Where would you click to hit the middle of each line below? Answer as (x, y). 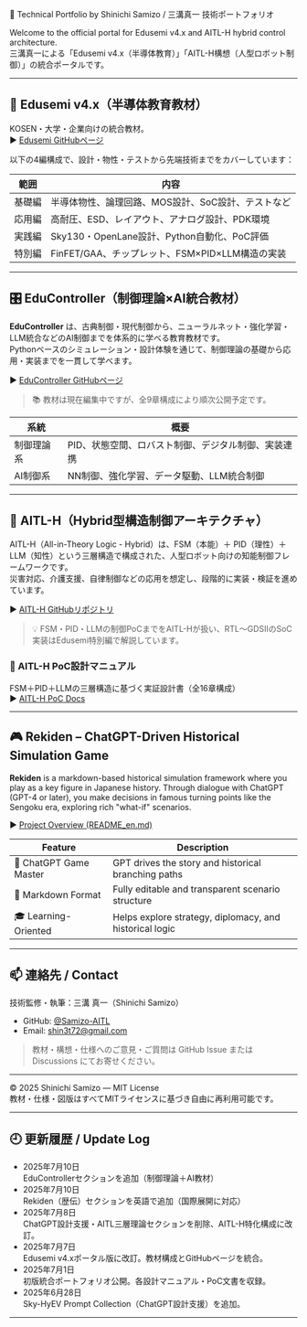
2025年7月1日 (48, 1269)
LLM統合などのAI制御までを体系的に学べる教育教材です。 (117, 337)
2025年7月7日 (49, 1247)
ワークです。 (49, 567)
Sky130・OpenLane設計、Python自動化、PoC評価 (160, 236)
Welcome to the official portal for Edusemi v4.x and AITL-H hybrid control (148, 32)
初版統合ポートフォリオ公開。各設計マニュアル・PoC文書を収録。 (147, 1281)
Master (29, 874)
